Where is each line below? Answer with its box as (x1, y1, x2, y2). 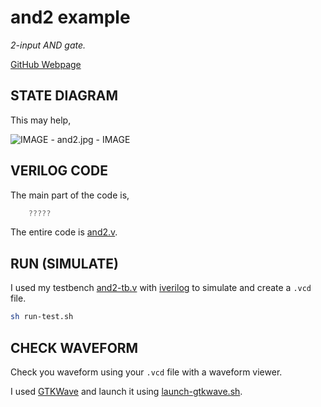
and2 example (10, 6, 131, 29)
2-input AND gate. (10, 39, 87, 51)
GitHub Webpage (10, 58, 82, 70)
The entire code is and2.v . (10, 226, 118, 238)
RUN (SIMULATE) (10, 255, 120, 272)
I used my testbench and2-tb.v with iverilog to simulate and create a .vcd (10, 282, 312, 294)
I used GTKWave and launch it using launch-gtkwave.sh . (10, 385, 243, 397)
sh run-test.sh (10, 312, 74, 322)
